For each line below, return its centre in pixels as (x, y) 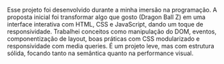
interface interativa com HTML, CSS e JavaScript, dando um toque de (105, 24)
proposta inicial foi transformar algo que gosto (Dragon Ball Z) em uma (107, 17)
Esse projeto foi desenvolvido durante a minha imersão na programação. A (112, 10)
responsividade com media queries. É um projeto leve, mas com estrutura (111, 46)
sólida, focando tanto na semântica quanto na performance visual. (100, 53)
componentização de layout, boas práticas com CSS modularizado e (103, 39)
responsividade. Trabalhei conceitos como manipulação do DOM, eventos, (112, 31)
